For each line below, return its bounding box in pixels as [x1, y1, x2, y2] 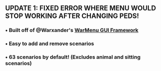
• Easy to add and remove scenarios [5, 40, 94, 47]
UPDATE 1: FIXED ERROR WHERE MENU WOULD [5, 4, 156, 12]
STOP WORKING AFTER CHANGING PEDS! [5, 12, 139, 20]
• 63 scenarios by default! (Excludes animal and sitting [5, 53, 141, 60]
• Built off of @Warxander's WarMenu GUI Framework [5, 27, 138, 34]
